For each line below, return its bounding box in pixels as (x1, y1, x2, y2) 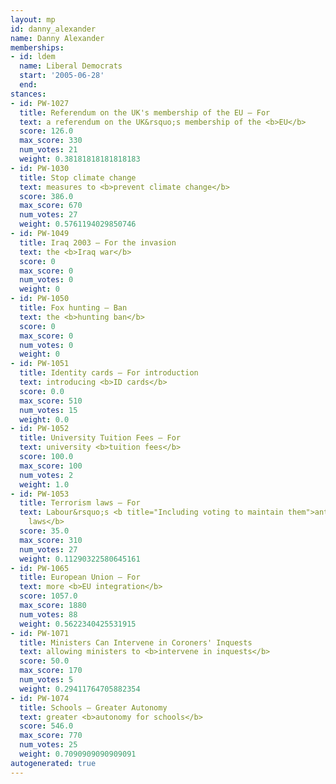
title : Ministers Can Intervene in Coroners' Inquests (19, 637, 253, 648)
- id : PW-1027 (10, 98, 70, 108)
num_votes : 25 (19, 740, 78, 750)
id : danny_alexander (10, 24, 97, 34)
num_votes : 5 (19, 675, 74, 685)
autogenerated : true (10, 758, 97, 768)
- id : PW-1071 (10, 628, 70, 638)
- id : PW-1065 (10, 563, 70, 573)
